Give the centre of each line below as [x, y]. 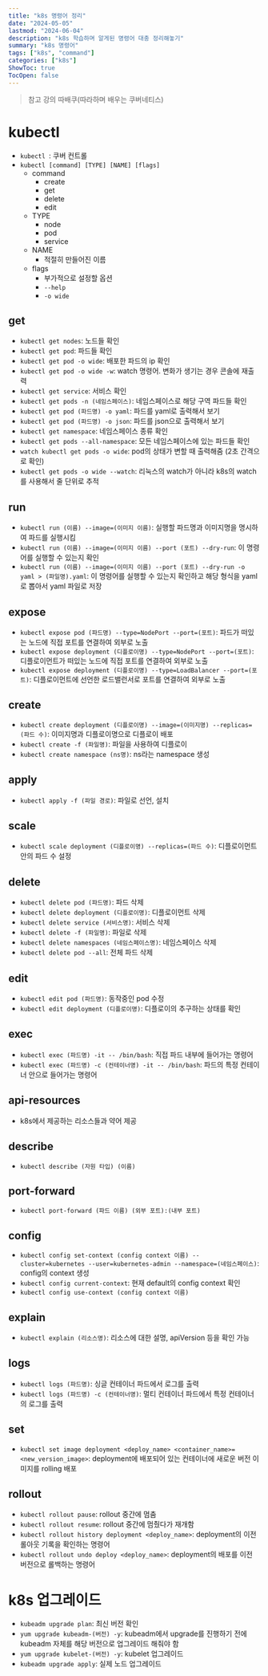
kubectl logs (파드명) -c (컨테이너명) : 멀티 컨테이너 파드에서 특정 [123, 1393]
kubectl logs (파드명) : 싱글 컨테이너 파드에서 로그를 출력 [109, 1383]
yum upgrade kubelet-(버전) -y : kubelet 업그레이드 [102, 1654]
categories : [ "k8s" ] [43, 61]
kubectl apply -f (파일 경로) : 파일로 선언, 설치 [94, 800]
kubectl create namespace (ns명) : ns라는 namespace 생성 [115, 754]
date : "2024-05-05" [41, 23]
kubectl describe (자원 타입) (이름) [78, 1166]
